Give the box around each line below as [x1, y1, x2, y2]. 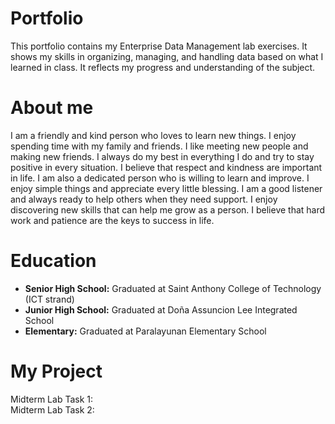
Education [10, 250, 97, 272]
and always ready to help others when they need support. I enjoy [10, 193, 278, 205]
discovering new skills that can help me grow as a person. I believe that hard [10, 203, 326, 216]
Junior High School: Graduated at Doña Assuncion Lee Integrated [24, 303, 298, 316]
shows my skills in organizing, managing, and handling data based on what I [10, 50, 324, 62]
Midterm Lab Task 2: [10, 403, 95, 416]
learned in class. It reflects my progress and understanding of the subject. [10, 61, 316, 73]
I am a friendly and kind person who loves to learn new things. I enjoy [10, 129, 297, 141]
